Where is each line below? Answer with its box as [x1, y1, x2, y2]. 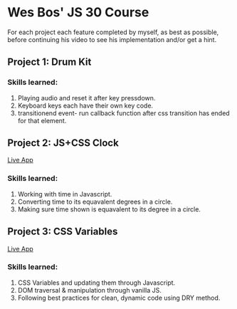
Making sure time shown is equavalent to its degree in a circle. [17, 204, 201, 214]
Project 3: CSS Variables [7, 226, 118, 238]
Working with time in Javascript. [17, 189, 112, 198]
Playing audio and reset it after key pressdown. [17, 93, 156, 102]
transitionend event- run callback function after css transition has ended [17, 108, 230, 117]
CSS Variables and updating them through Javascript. [17, 278, 176, 287]
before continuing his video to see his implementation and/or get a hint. [7, 35, 217, 43]
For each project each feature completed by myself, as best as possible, [7, 28, 219, 36]
